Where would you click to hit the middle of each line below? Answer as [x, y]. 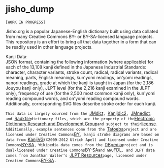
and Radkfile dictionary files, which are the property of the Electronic [80, 118]
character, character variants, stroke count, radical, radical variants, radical [82, 72]
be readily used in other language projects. [49, 47]
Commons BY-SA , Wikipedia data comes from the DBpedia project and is [79, 144]
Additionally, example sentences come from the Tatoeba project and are [81, 129]
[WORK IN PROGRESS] [26, 22]
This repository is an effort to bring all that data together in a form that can [81, 42]
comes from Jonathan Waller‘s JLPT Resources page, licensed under [76, 155]
